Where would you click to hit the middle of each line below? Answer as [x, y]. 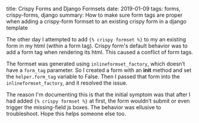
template [17, 28]
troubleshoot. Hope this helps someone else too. [66, 114]
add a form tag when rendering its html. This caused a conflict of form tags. [100, 52]
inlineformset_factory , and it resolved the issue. [67, 83]
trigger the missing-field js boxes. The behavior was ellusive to [84, 107]
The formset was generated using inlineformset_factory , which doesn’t [96, 64]
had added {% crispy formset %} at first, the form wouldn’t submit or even [98, 101]
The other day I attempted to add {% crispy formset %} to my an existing [96, 39]
